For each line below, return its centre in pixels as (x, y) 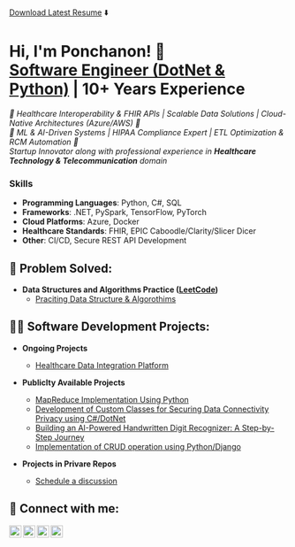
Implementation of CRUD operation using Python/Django (138, 446)
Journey (69, 437)
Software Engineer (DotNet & (117, 70)
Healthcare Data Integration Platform (102, 365)
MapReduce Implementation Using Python (112, 399)
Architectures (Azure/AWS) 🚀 (88, 123)
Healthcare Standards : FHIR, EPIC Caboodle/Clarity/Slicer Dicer (139, 231)
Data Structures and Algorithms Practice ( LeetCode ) (120, 289)
